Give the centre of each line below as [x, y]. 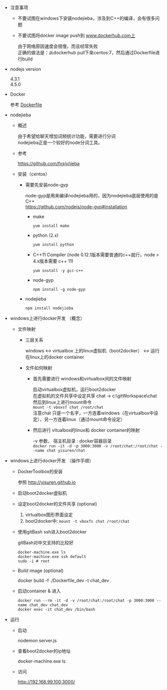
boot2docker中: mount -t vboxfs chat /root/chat [77, 521]
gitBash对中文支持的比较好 [45, 543]
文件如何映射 [39, 368]
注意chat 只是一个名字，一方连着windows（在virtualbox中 [93, 413]
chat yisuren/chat [66, 451]
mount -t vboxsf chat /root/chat [68, 407]
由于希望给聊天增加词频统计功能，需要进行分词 [66, 136]
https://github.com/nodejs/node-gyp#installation [76, 207]
